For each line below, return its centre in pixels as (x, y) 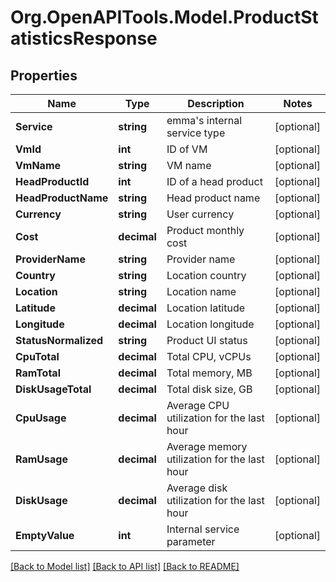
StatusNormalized (59, 340)
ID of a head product (214, 181)
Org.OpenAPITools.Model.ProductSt (164, 17)
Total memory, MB (209, 373)
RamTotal (38, 373)
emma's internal (204, 120)
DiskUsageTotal (53, 389)
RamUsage (41, 459)
